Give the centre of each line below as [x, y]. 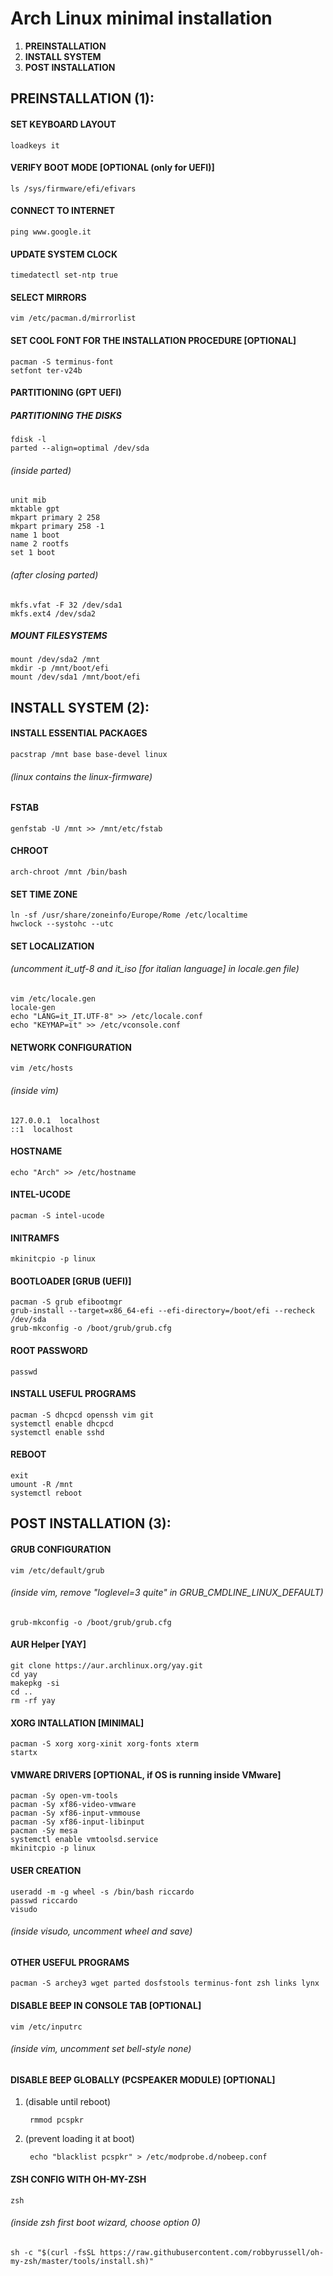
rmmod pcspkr [56, 2120]
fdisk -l [28, 440]
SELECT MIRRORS [48, 297]
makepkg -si [35, 1683]
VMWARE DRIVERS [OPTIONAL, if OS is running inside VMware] [146, 1774]
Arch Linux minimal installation [141, 18]
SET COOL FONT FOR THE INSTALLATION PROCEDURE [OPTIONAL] [153, 340]
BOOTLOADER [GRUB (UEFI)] [71, 1281]
